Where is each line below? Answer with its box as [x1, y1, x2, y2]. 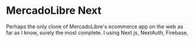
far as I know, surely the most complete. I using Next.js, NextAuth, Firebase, [6, 29, 189, 36]
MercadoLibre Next [6, 4, 102, 17]
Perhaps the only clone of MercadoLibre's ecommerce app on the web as [6, 23, 183, 30]
